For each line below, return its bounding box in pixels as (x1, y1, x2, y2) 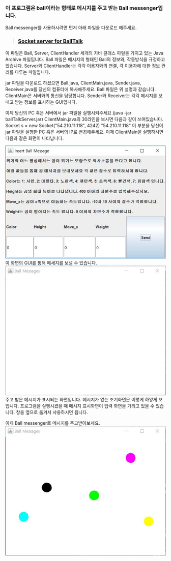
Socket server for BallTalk (17, 38, 83, 45)
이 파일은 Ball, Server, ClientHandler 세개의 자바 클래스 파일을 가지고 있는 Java (5, 50, 164, 56)
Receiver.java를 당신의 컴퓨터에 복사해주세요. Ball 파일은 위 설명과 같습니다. (5, 86, 156, 92)
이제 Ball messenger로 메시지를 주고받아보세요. (5, 420, 100, 426)
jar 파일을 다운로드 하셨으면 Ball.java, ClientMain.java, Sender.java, (5, 80, 141, 86)
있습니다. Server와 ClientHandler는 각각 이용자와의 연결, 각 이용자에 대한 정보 (5, 63, 160, 69)
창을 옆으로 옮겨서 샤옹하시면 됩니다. (16, 409, 88, 415)
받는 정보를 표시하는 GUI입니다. (14, 99, 77, 105)
